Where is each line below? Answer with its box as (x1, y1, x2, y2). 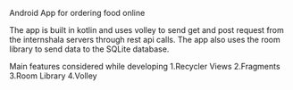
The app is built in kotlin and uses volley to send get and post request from (9, 25, 284, 35)
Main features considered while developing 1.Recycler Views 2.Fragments (9, 61, 280, 71)
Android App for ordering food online (9, 8, 146, 18)
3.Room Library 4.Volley (9, 70, 97, 81)
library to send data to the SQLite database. (9, 44, 170, 54)
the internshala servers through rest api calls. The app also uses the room (9, 35, 281, 45)
